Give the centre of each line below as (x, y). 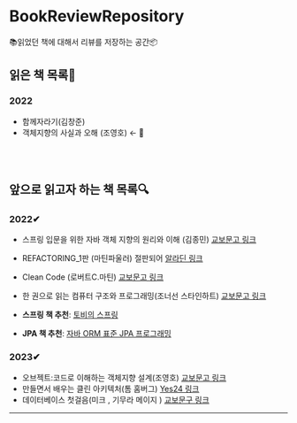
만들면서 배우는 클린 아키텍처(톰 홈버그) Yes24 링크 (110, 388)
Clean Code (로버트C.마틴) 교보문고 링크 (93, 277)
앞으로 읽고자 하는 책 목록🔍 (79, 190)
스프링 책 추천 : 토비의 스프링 (70, 315)
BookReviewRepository (97, 16)
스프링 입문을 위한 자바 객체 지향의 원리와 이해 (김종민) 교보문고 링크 (139, 240)
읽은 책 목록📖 (43, 76)
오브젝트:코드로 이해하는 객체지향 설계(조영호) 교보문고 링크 (124, 377)
